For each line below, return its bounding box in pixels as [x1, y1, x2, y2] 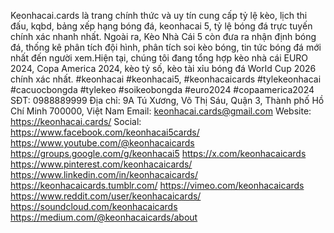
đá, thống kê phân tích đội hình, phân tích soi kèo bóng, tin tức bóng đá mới [10, 41, 322, 53]
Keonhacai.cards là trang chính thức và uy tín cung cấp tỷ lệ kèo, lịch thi [10, 10, 308, 21]
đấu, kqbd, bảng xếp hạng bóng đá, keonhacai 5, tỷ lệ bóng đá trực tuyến [10, 20, 313, 32]
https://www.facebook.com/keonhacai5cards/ [10, 126, 200, 138]
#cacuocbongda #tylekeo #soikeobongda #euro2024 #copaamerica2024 [10, 84, 315, 95]
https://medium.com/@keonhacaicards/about [10, 211, 198, 223]
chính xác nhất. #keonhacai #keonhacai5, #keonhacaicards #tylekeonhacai [10, 73, 322, 85]
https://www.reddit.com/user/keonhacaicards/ [10, 190, 202, 202]
